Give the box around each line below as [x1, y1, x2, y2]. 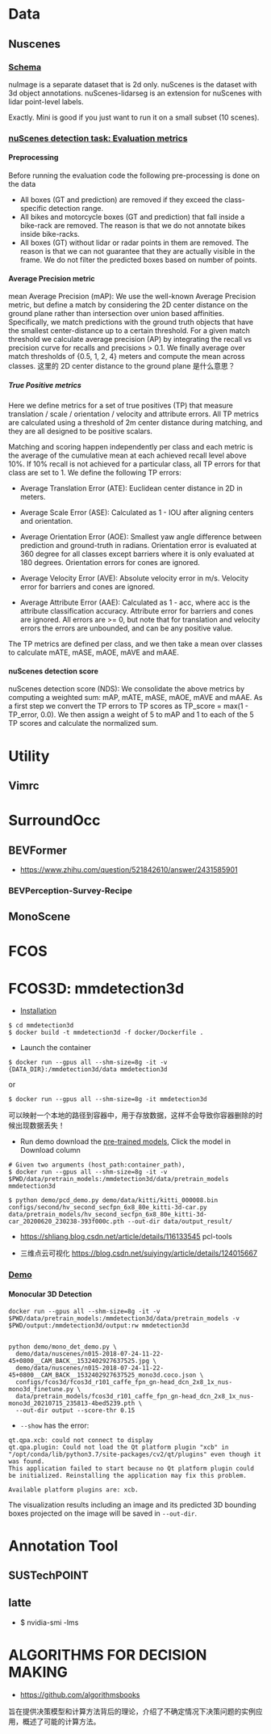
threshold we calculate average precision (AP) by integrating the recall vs [8, 335, 252, 344]
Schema [8, 61, 42, 73]
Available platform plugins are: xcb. [8, 1485, 139, 1494]
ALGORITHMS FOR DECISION [8, 1646, 207, 1664]
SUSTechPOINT [8, 1569, 89, 1583]
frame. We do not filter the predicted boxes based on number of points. [19, 255, 258, 264]
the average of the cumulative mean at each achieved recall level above [8, 450, 248, 461]
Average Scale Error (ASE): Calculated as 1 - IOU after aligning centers [19, 508, 254, 517]
